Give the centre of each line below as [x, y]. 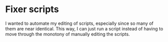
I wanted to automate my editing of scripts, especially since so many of [79, 23]
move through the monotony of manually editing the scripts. [68, 34]
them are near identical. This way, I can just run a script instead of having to [84, 28]
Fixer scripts [32, 9]
